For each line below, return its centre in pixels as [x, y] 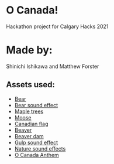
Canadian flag [31, 124]
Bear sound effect [36, 105]
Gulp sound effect [36, 142]
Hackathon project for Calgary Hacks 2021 [57, 26]
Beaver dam [29, 136]
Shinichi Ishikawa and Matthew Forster [53, 66]
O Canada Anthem [37, 155]
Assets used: [31, 85]
